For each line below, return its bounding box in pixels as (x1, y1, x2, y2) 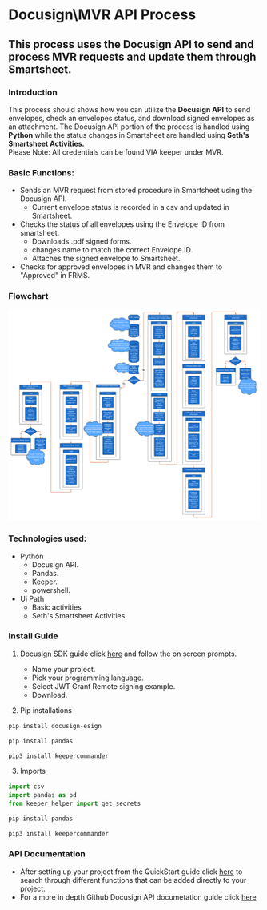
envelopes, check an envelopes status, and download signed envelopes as (8, 113, 255, 123)
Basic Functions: (8, 167, 74, 178)
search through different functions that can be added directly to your (19, 875, 247, 884)
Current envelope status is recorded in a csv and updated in (31, 203, 229, 212)
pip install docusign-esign (8, 722, 102, 730)
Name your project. (31, 664, 96, 674)
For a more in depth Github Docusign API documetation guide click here (19, 892, 257, 902)
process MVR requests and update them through (8, 50, 257, 63)
